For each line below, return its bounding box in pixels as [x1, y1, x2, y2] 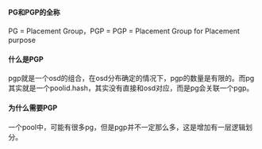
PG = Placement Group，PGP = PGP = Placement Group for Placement [8, 26, 240, 36]
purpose [8, 36, 36, 45]
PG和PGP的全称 [8, 7, 61, 17]
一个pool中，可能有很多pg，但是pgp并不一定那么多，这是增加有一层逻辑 [8, 122, 246, 132]
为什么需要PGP [8, 103, 58, 113]
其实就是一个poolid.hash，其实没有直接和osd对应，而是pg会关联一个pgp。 [8, 83, 254, 93]
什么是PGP [8, 54, 44, 63]
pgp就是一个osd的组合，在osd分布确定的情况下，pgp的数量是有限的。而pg [8, 74, 255, 83]
